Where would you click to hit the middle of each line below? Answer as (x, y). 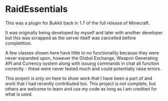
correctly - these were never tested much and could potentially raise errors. (83, 69)
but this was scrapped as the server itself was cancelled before (70, 38)
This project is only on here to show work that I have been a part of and (79, 78)
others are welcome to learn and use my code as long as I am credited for (81, 89)
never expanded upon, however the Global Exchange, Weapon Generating (82, 58)
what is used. (19, 94)
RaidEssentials (36, 9)
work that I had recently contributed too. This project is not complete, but (80, 84)
